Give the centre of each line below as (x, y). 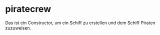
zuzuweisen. (18, 28)
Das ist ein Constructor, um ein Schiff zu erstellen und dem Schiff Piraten (80, 23)
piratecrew (28, 9)
